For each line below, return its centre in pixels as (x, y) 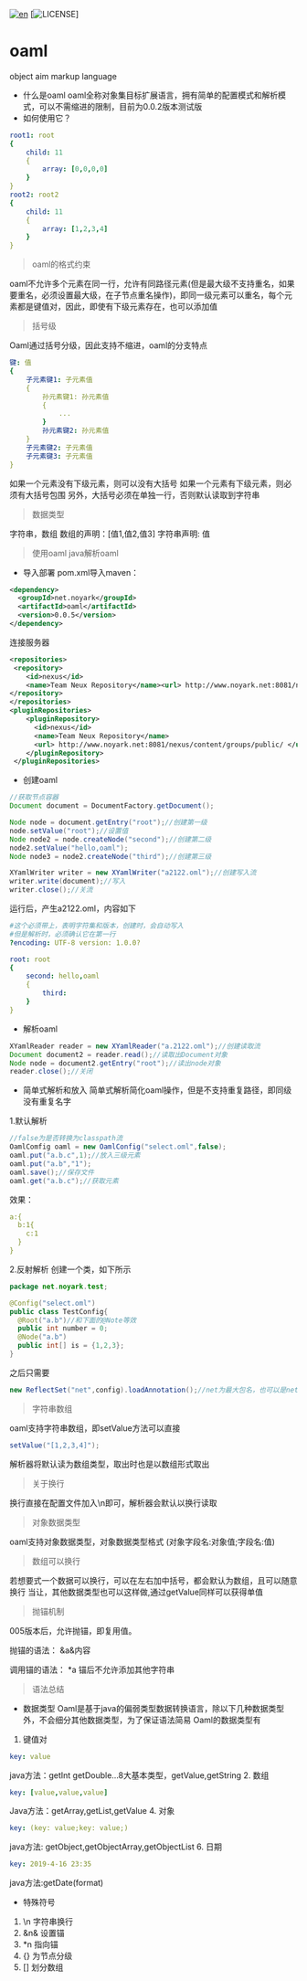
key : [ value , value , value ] (58, 1792)
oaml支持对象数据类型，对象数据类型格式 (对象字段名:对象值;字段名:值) (143, 1541)
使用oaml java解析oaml (75, 553)
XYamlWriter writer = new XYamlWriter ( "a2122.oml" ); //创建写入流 (133, 873)
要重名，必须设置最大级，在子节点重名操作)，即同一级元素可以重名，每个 (147, 295)
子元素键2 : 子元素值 (59, 448)
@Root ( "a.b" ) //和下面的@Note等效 (77, 1320)
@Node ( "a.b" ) (42, 1337)
